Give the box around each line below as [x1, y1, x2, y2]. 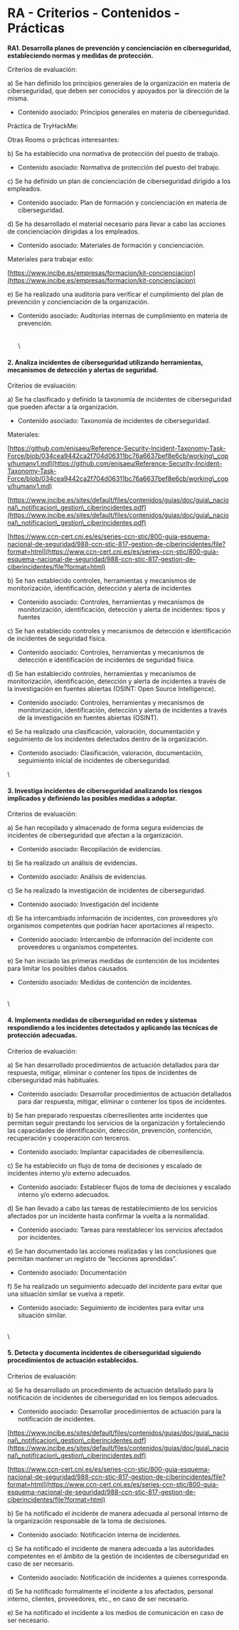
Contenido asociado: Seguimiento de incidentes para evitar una [17, 1303, 204, 1312]
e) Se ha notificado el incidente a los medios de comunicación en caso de [7, 1608, 224, 1616]
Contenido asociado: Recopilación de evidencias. [17, 845, 162, 853]
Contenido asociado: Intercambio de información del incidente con [17, 935, 213, 944]
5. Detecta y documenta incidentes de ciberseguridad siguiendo [7, 1349, 201, 1357]
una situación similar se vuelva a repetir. [7, 1289, 125, 1298]
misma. [7, 94, 29, 103]
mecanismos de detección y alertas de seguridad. [7, 365, 159, 374]
